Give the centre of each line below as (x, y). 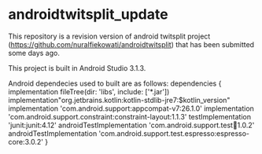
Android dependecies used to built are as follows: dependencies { (115, 83)
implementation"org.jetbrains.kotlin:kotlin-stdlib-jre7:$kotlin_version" (119, 100)
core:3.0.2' (26, 141)
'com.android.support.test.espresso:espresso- (174, 133)
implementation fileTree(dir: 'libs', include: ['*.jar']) (89, 91)
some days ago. (34, 53)
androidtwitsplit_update (88, 15)
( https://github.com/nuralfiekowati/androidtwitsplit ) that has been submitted (131, 44)
